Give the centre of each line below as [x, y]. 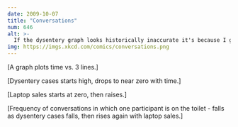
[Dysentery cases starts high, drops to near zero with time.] [94, 81]
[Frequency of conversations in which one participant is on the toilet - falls [116, 108]
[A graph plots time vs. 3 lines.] [53, 67]
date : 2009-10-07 [33, 14]
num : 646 [20, 27]
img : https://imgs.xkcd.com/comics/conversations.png [89, 47]
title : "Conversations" [42, 21]
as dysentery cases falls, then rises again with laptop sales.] [95, 116]
